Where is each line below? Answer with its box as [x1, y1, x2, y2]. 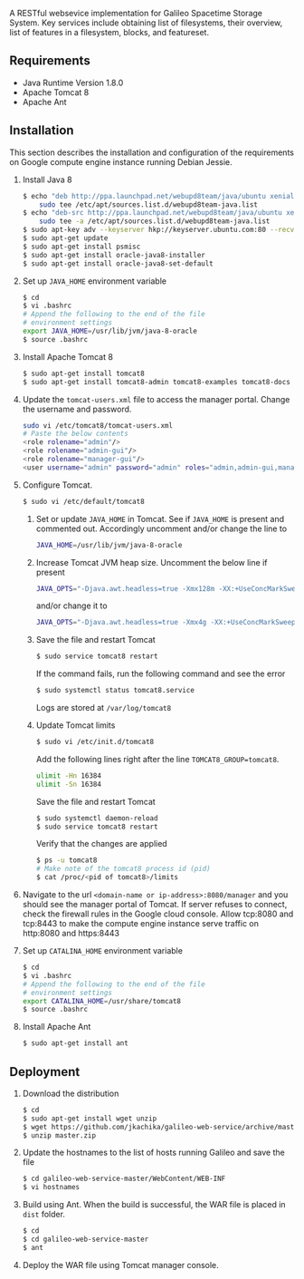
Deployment [9, 1064, 81, 1080]
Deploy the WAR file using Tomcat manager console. [22, 1259, 219, 1270]
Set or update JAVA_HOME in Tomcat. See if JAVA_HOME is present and [35, 513, 285, 524]
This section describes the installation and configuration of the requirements [9, 147, 294, 158]
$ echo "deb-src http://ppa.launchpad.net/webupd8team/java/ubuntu [22, 208, 282, 218]
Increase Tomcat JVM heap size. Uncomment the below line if [35, 557, 268, 567]
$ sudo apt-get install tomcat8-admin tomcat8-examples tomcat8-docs [22, 377, 291, 386]
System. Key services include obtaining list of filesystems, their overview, [9, 17, 283, 28]
